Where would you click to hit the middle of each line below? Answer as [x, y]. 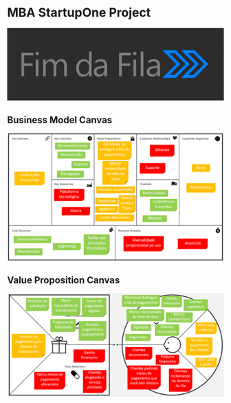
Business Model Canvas [60, 120]
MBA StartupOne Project [79, 13]
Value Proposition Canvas [64, 280]
